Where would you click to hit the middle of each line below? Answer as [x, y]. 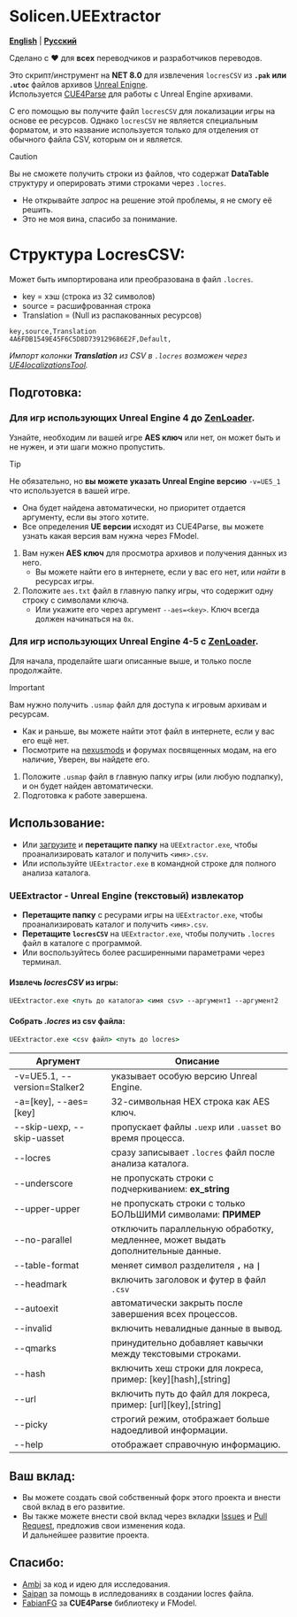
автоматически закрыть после [177, 1303]
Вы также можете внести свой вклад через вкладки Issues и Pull [145, 1516]
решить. [37, 209]
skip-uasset [39, 1138]
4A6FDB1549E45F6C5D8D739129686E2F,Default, [91, 339]
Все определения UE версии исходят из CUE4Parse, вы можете [143, 526]
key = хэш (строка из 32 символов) [88, 296]
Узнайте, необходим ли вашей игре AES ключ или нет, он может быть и [145, 437]
